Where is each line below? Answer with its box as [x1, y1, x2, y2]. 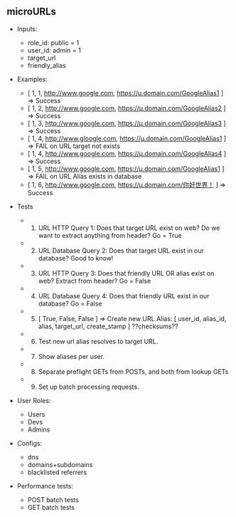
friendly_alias [27, 61, 67, 70]
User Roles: [16, 396, 51, 404]
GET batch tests [27, 503, 75, 511]
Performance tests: [16, 481, 74, 490]
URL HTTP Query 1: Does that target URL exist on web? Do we [38, 224, 220, 232]
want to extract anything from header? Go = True [38, 231, 182, 239]
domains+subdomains [27, 460, 93, 469]
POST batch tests [27, 495, 80, 504]
